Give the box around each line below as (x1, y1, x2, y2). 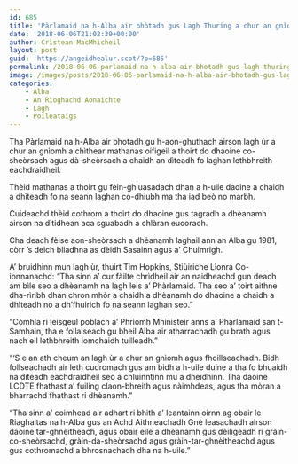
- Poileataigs (25, 112, 77, 121)
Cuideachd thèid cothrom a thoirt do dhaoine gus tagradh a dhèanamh (9, 208, 268, 219)
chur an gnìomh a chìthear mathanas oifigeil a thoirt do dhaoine (9, 145, 241, 156)
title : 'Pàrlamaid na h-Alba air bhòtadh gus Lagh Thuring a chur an (9, 21, 272, 30)
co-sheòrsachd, (9, 436, 68, 446)
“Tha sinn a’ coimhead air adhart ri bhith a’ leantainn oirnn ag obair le (9, 407, 262, 418)
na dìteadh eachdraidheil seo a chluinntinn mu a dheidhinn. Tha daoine (9, 372, 268, 382)
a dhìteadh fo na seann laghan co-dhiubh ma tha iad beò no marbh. (9, 192, 255, 202)
